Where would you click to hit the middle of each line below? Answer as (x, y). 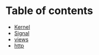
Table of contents (49, 11)
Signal (22, 33)
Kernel (22, 27)
